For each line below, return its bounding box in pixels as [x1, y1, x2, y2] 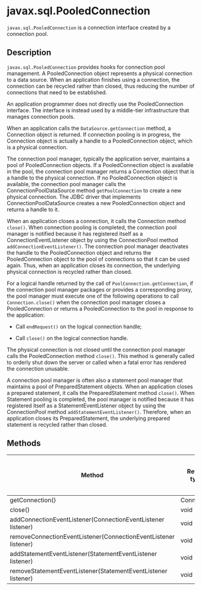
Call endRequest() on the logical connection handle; [15, 323, 142, 330]
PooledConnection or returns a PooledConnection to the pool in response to [7, 305, 194, 312]
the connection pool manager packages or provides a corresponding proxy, [7, 286, 193, 293]
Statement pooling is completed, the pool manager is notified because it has [7, 396, 194, 403]
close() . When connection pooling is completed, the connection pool [7, 224, 177, 231]
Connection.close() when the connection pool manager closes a [7, 298, 166, 305]
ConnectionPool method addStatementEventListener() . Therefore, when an [7, 408, 191, 415]
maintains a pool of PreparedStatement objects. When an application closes [7, 383, 193, 390]
